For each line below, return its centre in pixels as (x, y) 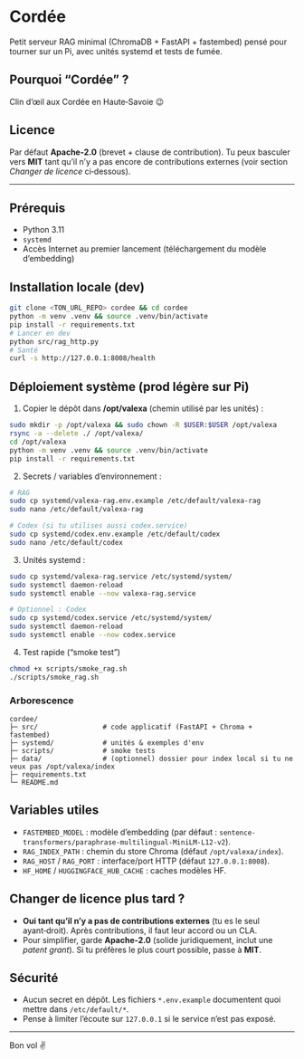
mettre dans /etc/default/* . (76, 1009)
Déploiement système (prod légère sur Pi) (129, 386)
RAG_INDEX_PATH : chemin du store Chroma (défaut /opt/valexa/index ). (153, 851)
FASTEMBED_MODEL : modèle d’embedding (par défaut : (120, 832)
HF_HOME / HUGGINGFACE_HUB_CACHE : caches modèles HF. (124, 870)
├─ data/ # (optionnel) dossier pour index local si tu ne (152, 758)
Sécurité (34, 978)
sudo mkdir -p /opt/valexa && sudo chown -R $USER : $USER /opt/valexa (143, 425)
